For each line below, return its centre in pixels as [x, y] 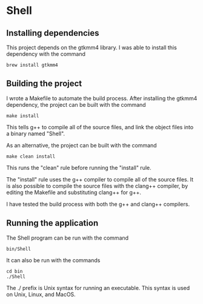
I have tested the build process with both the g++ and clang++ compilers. [98, 204]
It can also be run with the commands [53, 260]
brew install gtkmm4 [32, 65]
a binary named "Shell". [36, 133]
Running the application [52, 223]
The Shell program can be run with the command [68, 238]
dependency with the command [46, 54]
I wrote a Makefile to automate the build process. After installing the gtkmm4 [102, 98]
